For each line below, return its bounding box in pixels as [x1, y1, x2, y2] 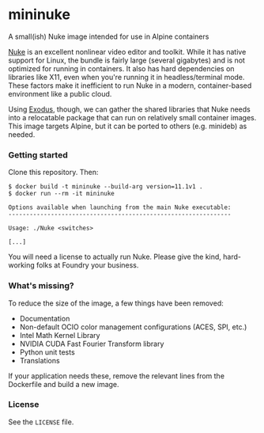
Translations [19, 355, 61, 365]
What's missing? [8, 280, 74, 291]
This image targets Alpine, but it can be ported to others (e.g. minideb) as [8, 121, 247, 131]
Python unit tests [19, 347, 75, 357]
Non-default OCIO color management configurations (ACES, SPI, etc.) [19, 322, 247, 332]
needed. [8, 129, 36, 139]
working [8, 260, 36, 270]
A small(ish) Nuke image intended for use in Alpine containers [8, 32, 209, 41]
